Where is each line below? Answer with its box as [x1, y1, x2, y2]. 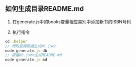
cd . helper [5, 39, 28, 44]
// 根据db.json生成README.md [5, 53, 62, 58]
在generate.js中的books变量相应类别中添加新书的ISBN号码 [12, 19, 132, 25]
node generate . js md [5, 57, 48, 63]
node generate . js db [5, 48, 48, 53]
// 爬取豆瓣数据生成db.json [5, 43, 57, 48]
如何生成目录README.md [5, 4, 84, 13]
